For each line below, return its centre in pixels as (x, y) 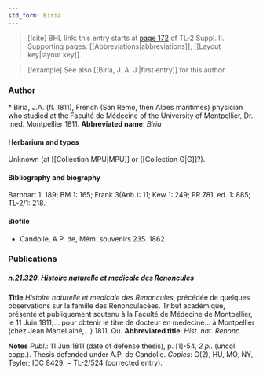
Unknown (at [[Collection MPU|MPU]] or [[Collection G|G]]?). (107, 160)
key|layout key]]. (54, 54)
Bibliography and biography (54, 177)
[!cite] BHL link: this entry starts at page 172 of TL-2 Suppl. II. (126, 38)
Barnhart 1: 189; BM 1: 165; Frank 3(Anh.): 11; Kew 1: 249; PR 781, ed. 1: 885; (130, 195)
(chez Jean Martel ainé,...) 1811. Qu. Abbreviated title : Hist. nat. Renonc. (125, 331)
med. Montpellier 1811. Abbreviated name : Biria (85, 123)
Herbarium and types (44, 142)
